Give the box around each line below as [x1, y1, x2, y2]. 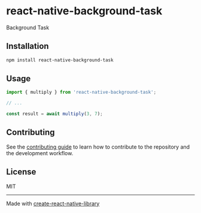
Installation [6, 41, 49, 51]
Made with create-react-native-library [6, 200, 100, 207]
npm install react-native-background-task [6, 57, 114, 63]
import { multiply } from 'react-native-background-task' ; [6, 89, 157, 95]
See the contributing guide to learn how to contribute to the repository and [6, 143, 190, 150]
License [6, 167, 36, 177]
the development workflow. [6, 149, 74, 156]
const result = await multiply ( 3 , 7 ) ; [6, 111, 103, 117]
